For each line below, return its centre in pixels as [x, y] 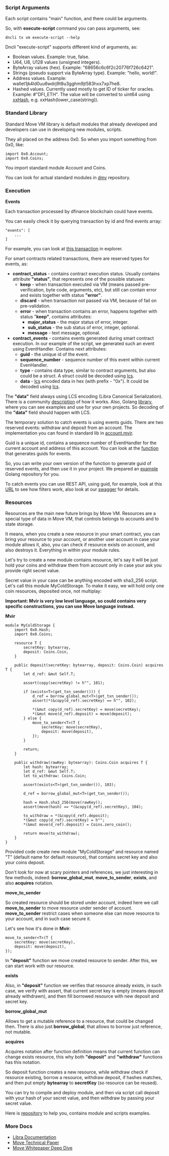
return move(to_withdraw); [52, 834]
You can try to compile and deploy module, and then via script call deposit [82, 1093]
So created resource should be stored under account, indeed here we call [82, 903]
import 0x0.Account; [27, 154]
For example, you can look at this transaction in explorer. [64, 248]
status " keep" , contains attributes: [56, 316]
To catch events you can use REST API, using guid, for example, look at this [84, 484]
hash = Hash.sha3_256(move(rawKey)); [63, 803]
